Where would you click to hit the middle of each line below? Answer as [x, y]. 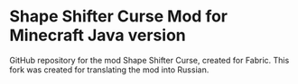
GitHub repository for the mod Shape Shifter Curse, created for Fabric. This [149, 60]
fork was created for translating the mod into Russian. [109, 70]
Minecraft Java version [98, 35]
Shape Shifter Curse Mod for [119, 17]
